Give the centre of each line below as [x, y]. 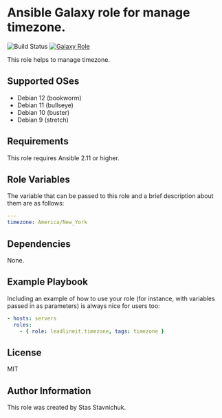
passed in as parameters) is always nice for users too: [84, 306]
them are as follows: [36, 203]
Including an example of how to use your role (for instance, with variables [111, 298]
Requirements [38, 141]
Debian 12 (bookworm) [49, 98]
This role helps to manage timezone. [58, 59]
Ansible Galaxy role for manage [99, 13]
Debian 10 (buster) [43, 112]
